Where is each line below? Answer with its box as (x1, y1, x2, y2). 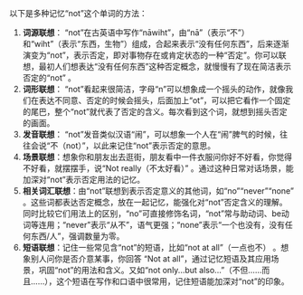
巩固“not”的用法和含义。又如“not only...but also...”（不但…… (38, 265, 262, 275)
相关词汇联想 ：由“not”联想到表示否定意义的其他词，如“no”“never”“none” (22, 186, 294, 196)
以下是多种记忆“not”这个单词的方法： (9, 8, 147, 18)
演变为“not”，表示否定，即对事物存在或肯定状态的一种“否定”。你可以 (22, 50, 279, 61)
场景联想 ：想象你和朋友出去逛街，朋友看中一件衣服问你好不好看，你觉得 (22, 152, 292, 162)
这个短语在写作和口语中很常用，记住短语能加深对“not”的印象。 (55, 276, 289, 287)
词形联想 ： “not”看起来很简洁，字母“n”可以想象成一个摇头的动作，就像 (22, 84, 286, 94)
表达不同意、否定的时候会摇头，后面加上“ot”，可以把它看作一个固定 (38, 95, 291, 106)
